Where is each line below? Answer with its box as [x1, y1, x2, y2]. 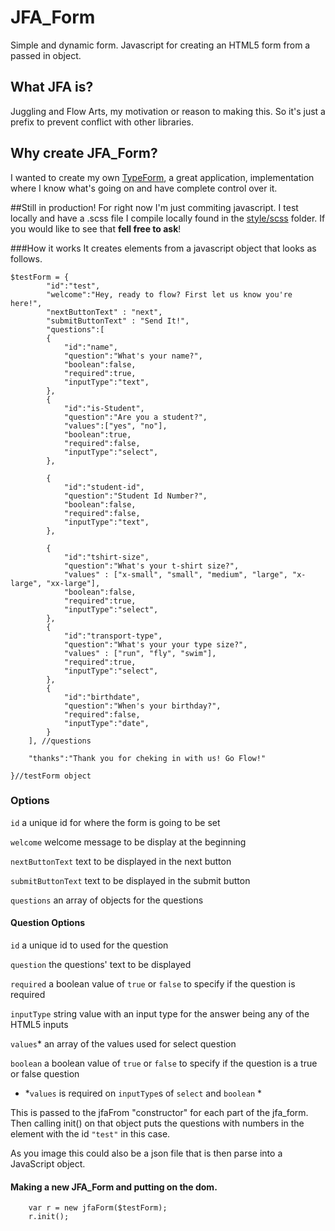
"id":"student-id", [63, 482, 145, 492]
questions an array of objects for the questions [10, 894, 204, 906]
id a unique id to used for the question [10, 939, 169, 951]
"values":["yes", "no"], [63, 421, 168, 431]
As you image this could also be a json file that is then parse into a [10, 1147, 283, 1160]
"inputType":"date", [63, 718, 150, 728]
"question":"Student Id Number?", [63, 491, 208, 501]
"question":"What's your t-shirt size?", [63, 561, 240, 571]
